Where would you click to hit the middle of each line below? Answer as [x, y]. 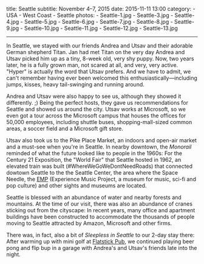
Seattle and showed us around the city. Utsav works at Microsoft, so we [96, 109]
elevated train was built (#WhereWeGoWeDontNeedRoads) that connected [100, 166]
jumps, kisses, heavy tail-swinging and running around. [75, 84]
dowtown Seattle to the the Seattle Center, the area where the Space [92, 172]
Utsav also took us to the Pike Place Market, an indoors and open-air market [102, 140]
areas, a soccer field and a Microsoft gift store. [65, 128]
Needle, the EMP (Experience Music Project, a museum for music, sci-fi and [101, 179]
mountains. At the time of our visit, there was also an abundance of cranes [100, 204]
